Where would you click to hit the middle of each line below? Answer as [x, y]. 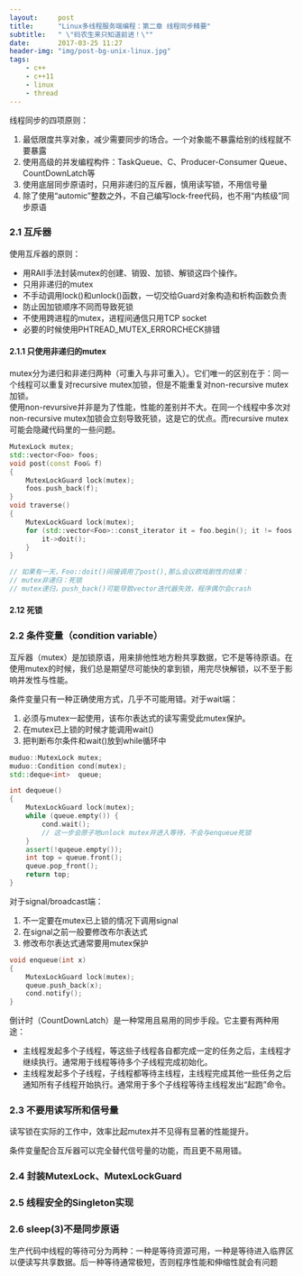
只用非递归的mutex [58, 284]
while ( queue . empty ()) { [72, 816]
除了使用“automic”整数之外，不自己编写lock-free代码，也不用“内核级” [152, 196]
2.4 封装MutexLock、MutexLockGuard [96, 1176]
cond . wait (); [66, 824]
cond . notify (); [54, 994]
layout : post [42, 18]
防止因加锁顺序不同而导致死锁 [78, 307]
